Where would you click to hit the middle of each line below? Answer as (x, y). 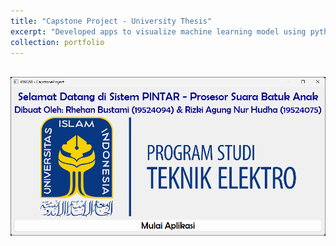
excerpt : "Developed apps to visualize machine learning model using (158, 31)
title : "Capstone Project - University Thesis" (111, 21)
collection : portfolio (57, 42)
